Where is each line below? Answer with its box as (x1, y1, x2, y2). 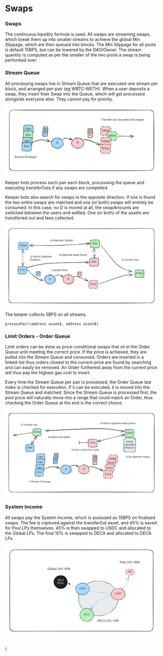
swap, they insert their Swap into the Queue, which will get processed (5, 91, 145, 96)
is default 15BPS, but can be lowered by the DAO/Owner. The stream (5, 47, 142, 53)
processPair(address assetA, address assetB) (5, 321, 98, 327)
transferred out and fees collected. (5, 215, 75, 221)
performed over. (5, 57, 38, 63)
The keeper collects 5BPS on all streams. (5, 311, 87, 317)
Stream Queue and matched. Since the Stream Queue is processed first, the (5, 389, 157, 395)
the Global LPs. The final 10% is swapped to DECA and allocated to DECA (5, 530, 152, 536)
